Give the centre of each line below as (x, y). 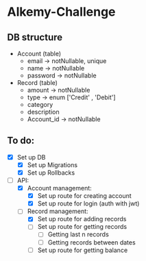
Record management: (58, 211)
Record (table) (37, 83)
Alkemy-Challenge (61, 12)
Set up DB (31, 157)
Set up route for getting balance (83, 250)
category (40, 104)
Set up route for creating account (84, 196)
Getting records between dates (92, 242)
